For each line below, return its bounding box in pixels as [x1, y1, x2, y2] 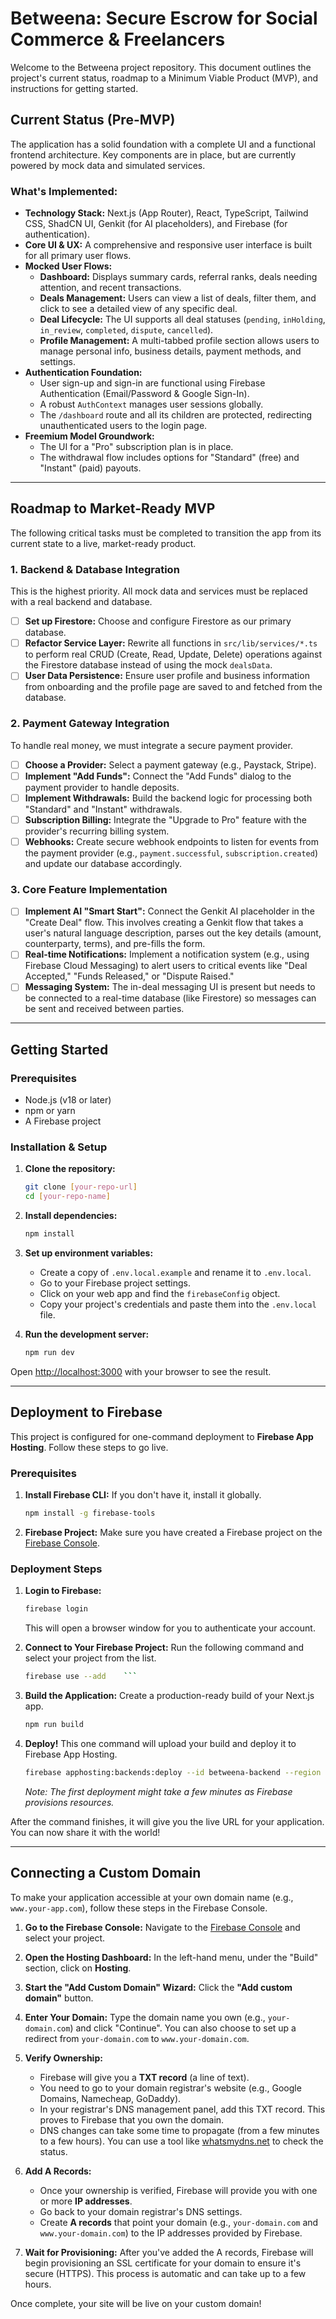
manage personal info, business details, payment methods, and [39, 345, 302, 357]
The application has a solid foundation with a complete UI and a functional [10, 138, 316, 150]
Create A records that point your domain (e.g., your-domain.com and [39, 2216, 319, 2228]
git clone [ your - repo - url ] [24, 1182, 138, 1192]
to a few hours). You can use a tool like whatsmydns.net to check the [39, 2135, 324, 2147]
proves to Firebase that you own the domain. [39, 2113, 225, 2126]
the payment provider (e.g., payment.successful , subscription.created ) [24, 847, 319, 859]
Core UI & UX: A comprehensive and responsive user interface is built [24, 239, 313, 251]
